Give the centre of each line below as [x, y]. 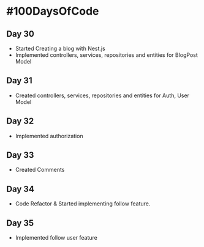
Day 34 [21, 189]
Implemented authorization [49, 136]
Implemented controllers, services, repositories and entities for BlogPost [106, 55]
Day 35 [20, 223]
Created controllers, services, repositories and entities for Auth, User [102, 95]
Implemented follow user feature [56, 238]
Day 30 [21, 34]
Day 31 [19, 81]
